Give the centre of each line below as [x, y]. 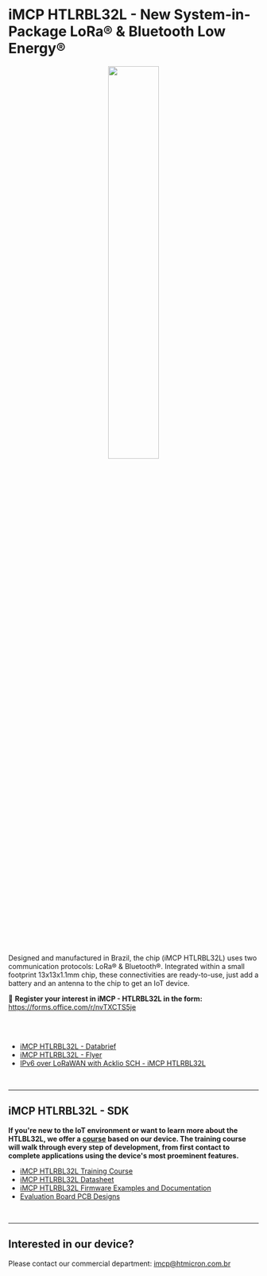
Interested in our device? [71, 1245]
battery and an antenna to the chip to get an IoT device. [99, 983]
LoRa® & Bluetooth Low [148, 31]
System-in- [212, 15]
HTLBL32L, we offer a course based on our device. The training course [127, 1138]
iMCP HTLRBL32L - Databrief [68, 1046]
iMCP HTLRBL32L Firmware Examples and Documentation [116, 1188]
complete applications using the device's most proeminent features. [124, 1155]
